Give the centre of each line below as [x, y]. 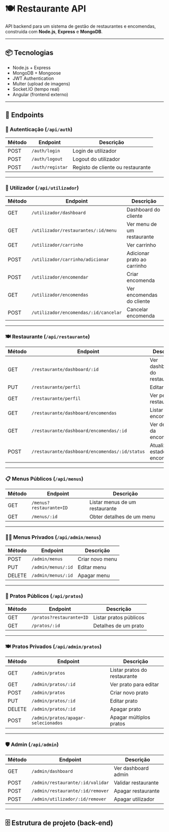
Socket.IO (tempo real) [36, 89]
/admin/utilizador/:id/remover [69, 799]
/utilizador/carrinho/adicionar [70, 259]
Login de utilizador [95, 151]
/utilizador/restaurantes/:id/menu [74, 230]
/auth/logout [47, 159]
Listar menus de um [113, 502]
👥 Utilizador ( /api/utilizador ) [42, 188]
